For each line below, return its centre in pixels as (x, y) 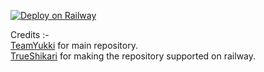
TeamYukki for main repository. (74, 45)
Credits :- (30, 34)
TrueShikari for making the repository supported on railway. (133, 56)
